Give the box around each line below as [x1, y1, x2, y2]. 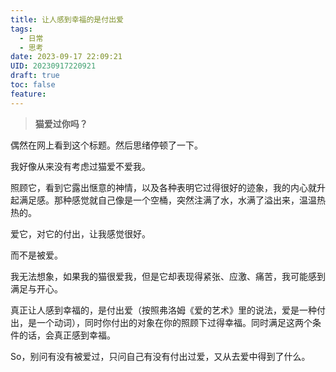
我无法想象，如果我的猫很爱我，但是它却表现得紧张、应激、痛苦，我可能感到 [10, 270, 326, 282]
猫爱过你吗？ [34, 117, 88, 130]
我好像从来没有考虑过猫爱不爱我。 [10, 160, 151, 172]
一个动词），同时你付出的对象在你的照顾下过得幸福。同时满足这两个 [36, 316, 313, 328]
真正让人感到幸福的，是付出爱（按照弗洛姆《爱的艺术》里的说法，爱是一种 [10, 304, 317, 316]
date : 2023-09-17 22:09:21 [10, 52, 123, 62]
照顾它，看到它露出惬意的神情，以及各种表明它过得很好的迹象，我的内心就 [10, 181, 317, 193]
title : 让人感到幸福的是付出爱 [10, 14, 124, 25]
